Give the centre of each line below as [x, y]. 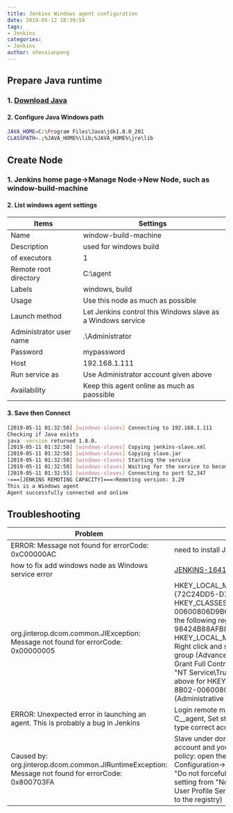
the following [195, 620]
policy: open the [200, 756]
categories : [24, 40]
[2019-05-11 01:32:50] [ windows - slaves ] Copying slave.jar [94, 454]
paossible [99, 394]
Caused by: [29, 756]
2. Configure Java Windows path [55, 117]
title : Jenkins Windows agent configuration [72, 14]
